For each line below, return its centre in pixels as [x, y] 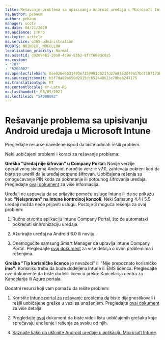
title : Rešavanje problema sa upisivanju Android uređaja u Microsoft [79, 10]
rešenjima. [23, 254]
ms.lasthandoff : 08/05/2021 [34, 92]
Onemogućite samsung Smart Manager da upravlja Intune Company [81, 243]
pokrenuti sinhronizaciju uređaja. [45, 224]
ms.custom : [16, 60]
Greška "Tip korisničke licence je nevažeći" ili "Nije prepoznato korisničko [81, 263]
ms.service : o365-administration [39, 42]
